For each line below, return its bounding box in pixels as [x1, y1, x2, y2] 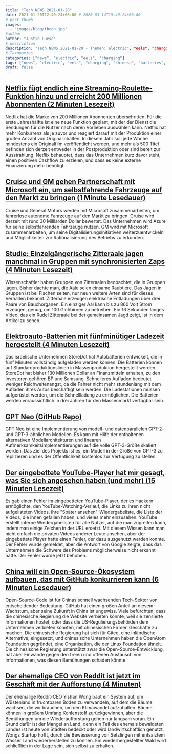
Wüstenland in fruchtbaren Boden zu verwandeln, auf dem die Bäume [5, 699, 153, 705]
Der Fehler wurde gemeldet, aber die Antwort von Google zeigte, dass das [5, 541, 162, 548]
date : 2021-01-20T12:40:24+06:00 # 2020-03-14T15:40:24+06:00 [5, 12, 141, 17]
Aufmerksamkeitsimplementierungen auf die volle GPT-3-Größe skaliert [5, 442, 157, 448]
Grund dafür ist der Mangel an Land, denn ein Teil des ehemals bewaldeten [5, 721, 164, 727]
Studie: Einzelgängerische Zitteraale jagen [5, 250, 144, 258]
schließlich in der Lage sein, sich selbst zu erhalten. [5, 743, 115, 749]
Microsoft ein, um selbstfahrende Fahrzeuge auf [5, 185, 163, 194]
